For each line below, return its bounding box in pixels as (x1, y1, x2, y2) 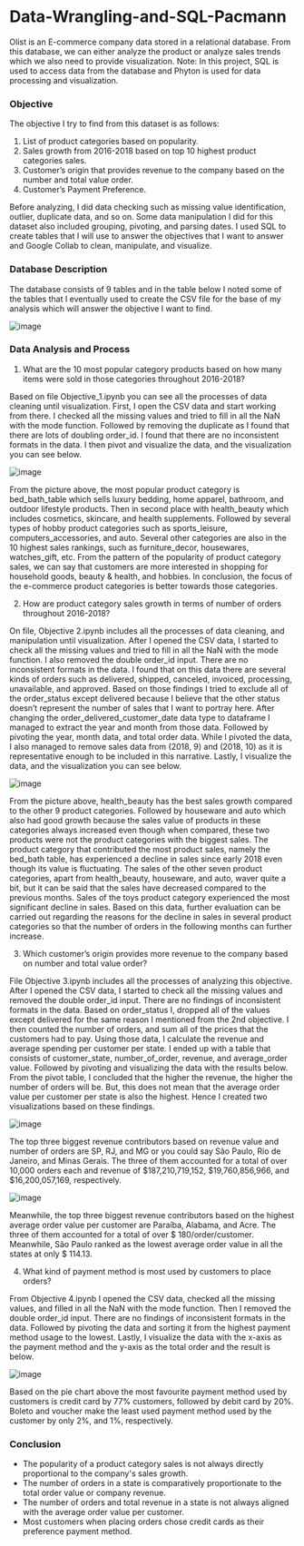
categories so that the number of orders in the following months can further (9, 921, 292, 931)
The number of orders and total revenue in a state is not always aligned (22, 1497, 289, 1508)
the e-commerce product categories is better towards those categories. (9, 580, 279, 591)
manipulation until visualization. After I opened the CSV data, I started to (9, 635, 279, 645)
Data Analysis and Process (9, 343, 131, 356)
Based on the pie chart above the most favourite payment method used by (9, 1386, 288, 1397)
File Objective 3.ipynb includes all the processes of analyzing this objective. (9, 975, 293, 986)
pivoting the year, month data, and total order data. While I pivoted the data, (9, 731, 292, 742)
